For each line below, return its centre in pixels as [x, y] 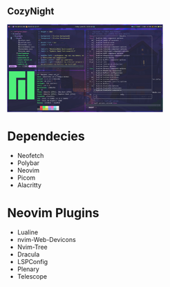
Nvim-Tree [32, 247]
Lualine [28, 232]
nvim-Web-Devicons [46, 239]
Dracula [28, 254]
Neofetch [30, 155]
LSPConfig [32, 261]
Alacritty [29, 185]
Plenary [28, 269]
